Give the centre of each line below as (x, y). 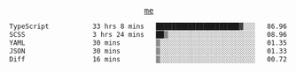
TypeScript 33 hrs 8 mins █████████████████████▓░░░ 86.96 (148, 26)
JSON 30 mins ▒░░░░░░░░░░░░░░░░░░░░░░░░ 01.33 (148, 51)
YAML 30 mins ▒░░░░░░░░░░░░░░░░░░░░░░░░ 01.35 (148, 43)
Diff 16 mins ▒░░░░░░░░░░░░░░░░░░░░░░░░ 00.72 (148, 59)
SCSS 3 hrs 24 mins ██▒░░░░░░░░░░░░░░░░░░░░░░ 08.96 (148, 34)
